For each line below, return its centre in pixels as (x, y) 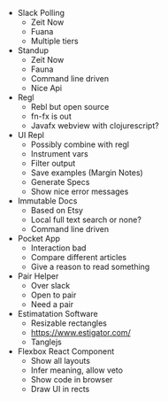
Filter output (53, 163)
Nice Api (46, 88)
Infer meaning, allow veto (77, 370)
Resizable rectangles (69, 323)
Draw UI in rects (60, 389)
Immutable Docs (47, 201)
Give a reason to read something (90, 266)
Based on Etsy (57, 210)
